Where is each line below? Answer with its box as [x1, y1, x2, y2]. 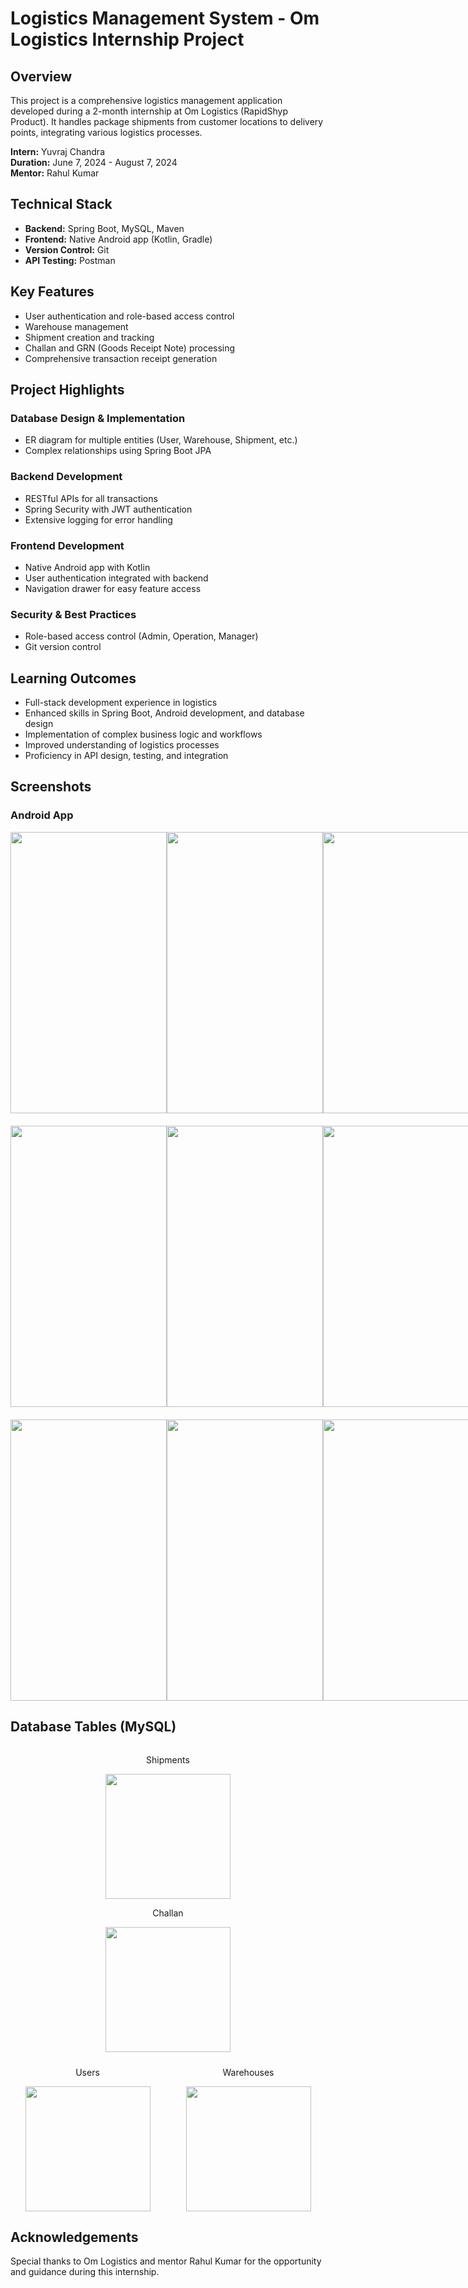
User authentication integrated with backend [24, 572, 209, 584]
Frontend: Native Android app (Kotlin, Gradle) [24, 233, 213, 245]
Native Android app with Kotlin [24, 561, 151, 573]
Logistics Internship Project [10, 28, 245, 51]
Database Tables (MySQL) [10, 1718, 177, 1736]
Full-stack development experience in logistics [24, 697, 218, 709]
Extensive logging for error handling [24, 513, 173, 526]
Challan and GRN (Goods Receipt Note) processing [24, 342, 236, 354]
